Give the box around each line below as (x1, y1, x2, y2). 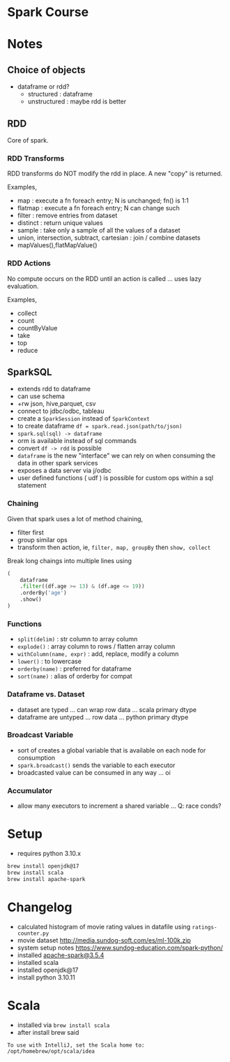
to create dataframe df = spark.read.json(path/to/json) (17, 422, 183, 430)
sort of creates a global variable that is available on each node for (17, 745, 206, 755)
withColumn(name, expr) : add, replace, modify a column (17, 650, 179, 658)
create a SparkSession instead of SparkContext (17, 414, 150, 423)
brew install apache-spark (7, 875, 86, 882)
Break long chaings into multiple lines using (7, 556, 132, 565)
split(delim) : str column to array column (17, 635, 138, 643)
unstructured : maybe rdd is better (27, 97, 127, 106)
